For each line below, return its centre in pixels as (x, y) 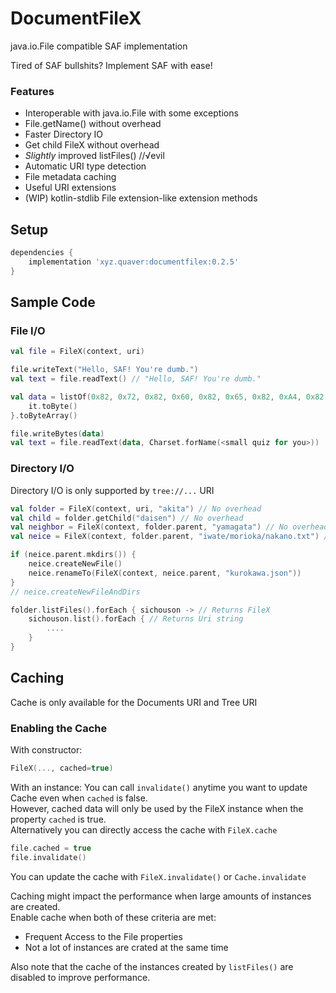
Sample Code (53, 302)
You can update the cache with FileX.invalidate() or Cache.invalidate (158, 876)
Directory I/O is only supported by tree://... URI (112, 490)
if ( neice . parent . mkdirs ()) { (73, 555)
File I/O (28, 330)
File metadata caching (70, 177)
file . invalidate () (48, 857)
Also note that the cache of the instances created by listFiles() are (152, 966)
